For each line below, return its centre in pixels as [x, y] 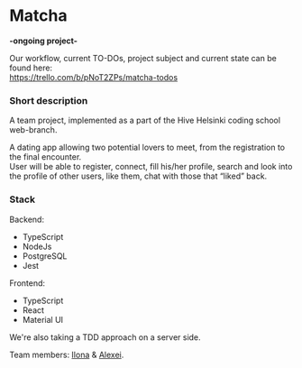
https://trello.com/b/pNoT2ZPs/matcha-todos [94, 77]
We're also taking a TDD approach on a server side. [105, 337]
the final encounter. [46, 157]
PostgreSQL [45, 256]
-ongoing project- [44, 41]
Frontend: [27, 283]
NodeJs [37, 246]
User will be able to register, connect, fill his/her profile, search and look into [151, 167]
